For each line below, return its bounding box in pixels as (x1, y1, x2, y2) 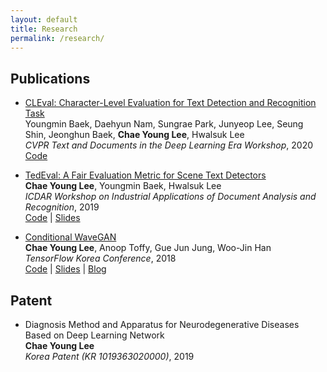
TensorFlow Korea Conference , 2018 (24, 252, 177, 265)
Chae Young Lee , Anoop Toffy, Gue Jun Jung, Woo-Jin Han (24, 242, 272, 254)
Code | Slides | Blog (24, 263, 107, 275)
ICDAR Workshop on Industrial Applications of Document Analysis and (24, 191, 317, 203)
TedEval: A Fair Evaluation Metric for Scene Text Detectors (24, 169, 267, 181)
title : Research (10, 24, 78, 34)
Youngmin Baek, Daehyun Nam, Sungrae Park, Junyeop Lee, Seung (24, 118, 304, 130)
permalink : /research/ (10, 33, 105, 43)
